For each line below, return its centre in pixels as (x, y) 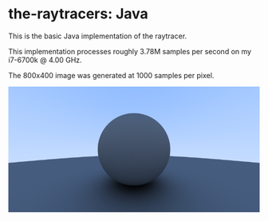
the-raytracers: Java (79, 14)
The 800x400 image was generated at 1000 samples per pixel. (111, 75)
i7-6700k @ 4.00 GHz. (45, 60)
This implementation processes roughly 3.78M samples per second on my (130, 51)
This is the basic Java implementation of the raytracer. (98, 36)
